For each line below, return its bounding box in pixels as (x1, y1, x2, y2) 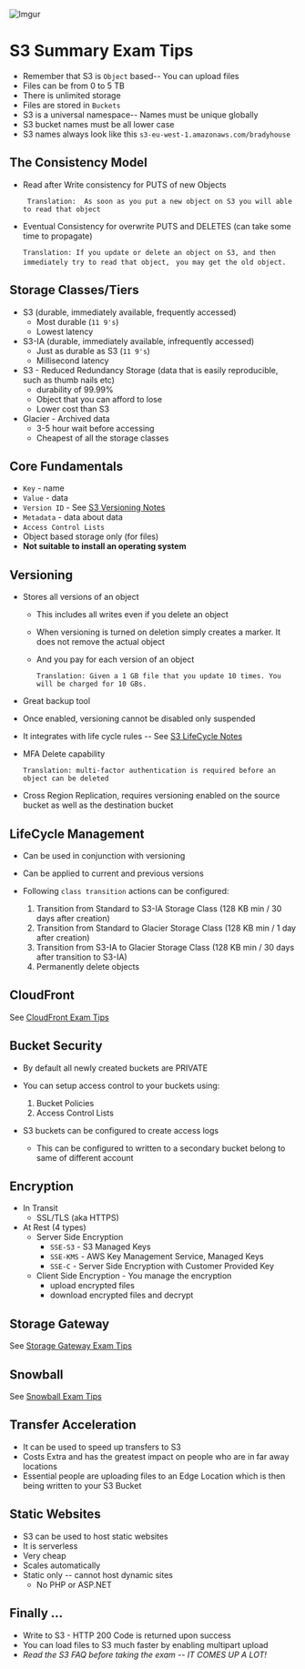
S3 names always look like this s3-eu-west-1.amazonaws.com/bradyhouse (22, 128, 291, 139)
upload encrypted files (49, 1280, 135, 1291)
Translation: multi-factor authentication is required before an (22, 766, 276, 776)
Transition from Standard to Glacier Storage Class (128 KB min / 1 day (36, 922, 297, 933)
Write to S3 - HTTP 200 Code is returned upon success (22, 1630, 232, 1641)
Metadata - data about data (22, 512, 123, 523)
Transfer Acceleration (9, 1417, 137, 1433)
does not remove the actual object (36, 636, 166, 647)
